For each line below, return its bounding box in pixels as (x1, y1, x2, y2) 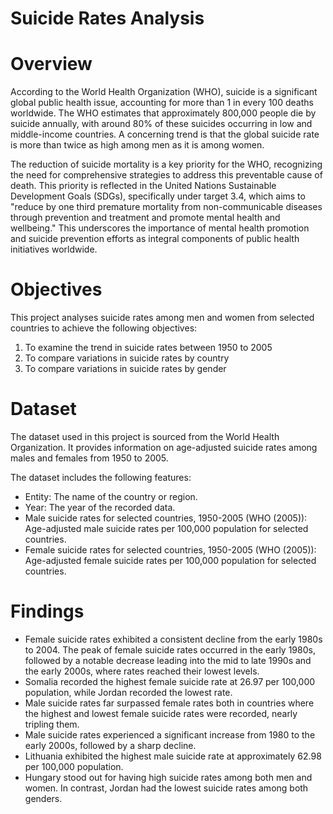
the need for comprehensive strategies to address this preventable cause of (10, 169, 323, 181)
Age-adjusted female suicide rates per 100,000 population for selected (24, 555, 317, 566)
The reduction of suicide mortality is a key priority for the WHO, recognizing (10, 158, 323, 171)
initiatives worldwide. (10, 243, 98, 256)
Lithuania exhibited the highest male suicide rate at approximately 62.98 (24, 750, 322, 762)
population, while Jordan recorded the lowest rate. (24, 686, 233, 698)
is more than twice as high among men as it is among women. (10, 139, 265, 151)
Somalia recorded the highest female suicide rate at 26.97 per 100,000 (24, 675, 316, 687)
